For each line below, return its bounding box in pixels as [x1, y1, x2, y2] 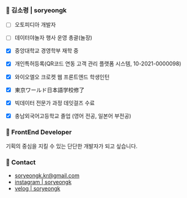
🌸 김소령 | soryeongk [5, 5, 67, 14]
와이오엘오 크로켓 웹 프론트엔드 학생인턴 [14, 73, 110, 81]
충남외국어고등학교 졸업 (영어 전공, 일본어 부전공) [14, 112, 132, 119]
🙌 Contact [5, 158, 36, 167]
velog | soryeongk [14, 185, 61, 193]
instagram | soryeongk [14, 178, 71, 186]
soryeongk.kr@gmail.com [14, 172, 80, 179]
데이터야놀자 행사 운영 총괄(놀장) [14, 34, 93, 42]
